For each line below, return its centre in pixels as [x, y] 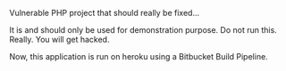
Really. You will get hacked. [59, 39]
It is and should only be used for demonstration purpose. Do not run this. [143, 30]
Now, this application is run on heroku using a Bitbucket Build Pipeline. [139, 56]
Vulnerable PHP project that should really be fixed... [104, 13]
